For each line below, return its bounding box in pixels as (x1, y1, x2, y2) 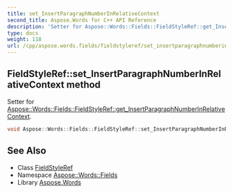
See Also (7, 145, 46, 157)
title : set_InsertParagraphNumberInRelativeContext (7, 10, 159, 17)
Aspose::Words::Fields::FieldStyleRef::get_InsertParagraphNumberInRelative (7, 105, 225, 113)
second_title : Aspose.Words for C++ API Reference (7, 17, 157, 24)
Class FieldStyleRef (17, 163, 74, 171)
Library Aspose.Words (17, 178, 82, 186)
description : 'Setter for (7, 23, 82, 30)
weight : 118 (7, 36, 42, 43)
